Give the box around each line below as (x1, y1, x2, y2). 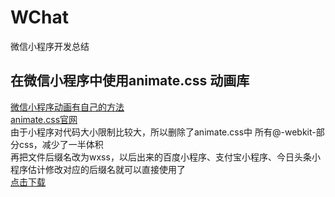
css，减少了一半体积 (18, 138, 104, 150)
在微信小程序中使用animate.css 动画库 (10, 72, 250, 90)
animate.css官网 (10, 113, 78, 125)
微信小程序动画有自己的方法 (10, 101, 125, 113)
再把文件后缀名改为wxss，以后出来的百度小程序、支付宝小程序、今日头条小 (10, 151, 321, 163)
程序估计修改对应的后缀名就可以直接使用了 (10, 163, 186, 175)
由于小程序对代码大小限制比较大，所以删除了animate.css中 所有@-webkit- (10, 126, 317, 138)
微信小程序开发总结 (10, 40, 90, 52)
